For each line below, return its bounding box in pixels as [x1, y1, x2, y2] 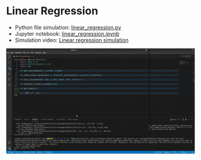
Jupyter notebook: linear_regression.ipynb [14, 30, 120, 37]
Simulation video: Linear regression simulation [14, 36, 129, 43]
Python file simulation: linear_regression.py [14, 24, 121, 31]
